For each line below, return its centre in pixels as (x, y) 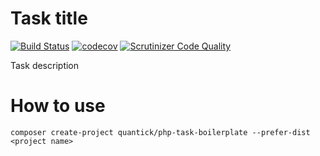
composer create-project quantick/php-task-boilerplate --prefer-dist (160, 132)
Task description (45, 65)
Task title (49, 18)
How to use (58, 106)
